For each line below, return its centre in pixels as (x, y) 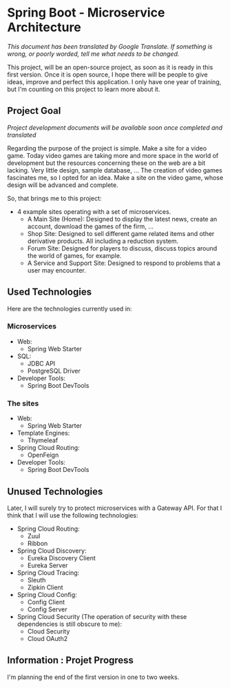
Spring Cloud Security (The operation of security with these (102, 616)
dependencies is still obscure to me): (70, 624)
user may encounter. (56, 270)
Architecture (44, 27)
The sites (23, 403)
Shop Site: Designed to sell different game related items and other (121, 233)
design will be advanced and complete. (63, 185)
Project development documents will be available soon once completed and (115, 127)
